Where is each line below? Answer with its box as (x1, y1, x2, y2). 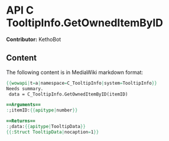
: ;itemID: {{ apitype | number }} (6, 107, 78, 113)
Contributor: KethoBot (6, 36, 61, 43)
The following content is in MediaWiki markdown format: (6, 69, 144, 76)
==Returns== (6, 118, 35, 124)
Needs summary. (6, 85, 44, 92)
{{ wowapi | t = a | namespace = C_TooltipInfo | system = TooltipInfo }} (6, 80, 158, 86)
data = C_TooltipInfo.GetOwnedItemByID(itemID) (8, 91, 128, 97)
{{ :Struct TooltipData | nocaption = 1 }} (6, 129, 99, 135)
